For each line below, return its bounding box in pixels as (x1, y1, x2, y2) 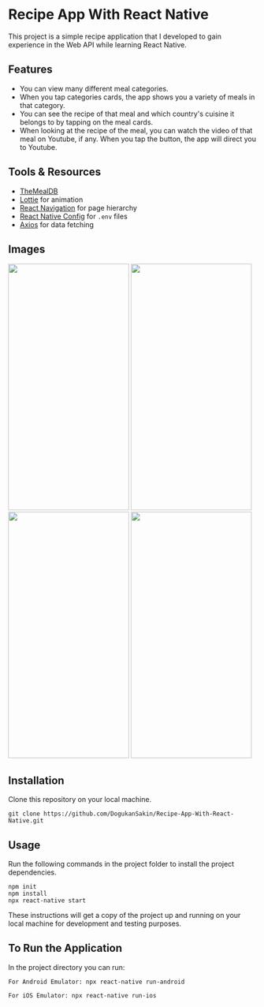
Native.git (8, 817, 44, 825)
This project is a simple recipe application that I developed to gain (8, 32, 222, 41)
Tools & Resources (8, 166, 102, 179)
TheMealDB (19, 186, 58, 196)
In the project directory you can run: (8, 962, 125, 972)
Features (8, 63, 53, 76)
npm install (8, 890, 47, 897)
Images (8, 242, 46, 255)
